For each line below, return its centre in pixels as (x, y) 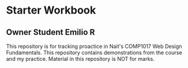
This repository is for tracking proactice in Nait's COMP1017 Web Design (94, 46)
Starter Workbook (51, 10)
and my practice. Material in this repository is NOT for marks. (80, 59)
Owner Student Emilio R (51, 32)
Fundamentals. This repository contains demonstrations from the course (94, 53)
